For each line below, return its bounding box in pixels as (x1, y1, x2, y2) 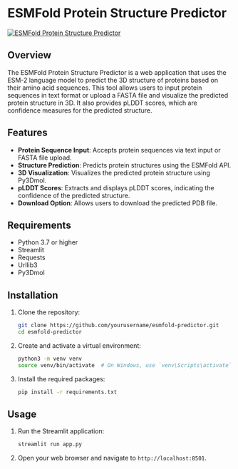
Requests (17, 253, 46, 262)
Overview (7, 49, 52, 61)
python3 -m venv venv (17, 355, 83, 362)
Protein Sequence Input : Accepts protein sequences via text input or (17, 145, 221, 154)
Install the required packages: (17, 374, 105, 383)
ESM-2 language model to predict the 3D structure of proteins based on (7, 76, 219, 84)
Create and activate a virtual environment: (17, 341, 141, 350)
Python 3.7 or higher (17, 238, 78, 247)
